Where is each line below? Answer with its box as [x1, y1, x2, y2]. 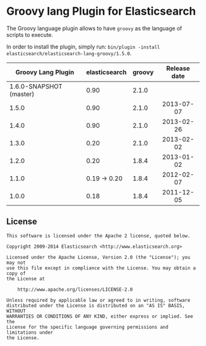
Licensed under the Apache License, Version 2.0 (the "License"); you [6, 254, 191, 260]
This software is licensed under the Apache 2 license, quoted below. [6, 233, 191, 239]
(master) [9, 90, 35, 98]
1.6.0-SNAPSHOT [9, 82, 63, 90]
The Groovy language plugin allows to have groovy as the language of [6, 25, 182, 32]
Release [166, 64, 190, 72]
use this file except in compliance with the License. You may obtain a [6, 265, 196, 271]
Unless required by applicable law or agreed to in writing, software [6, 297, 191, 303]
